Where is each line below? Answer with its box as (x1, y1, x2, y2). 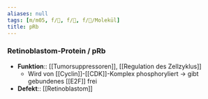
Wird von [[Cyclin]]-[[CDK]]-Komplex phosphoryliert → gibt (27, 69, 199, 77)
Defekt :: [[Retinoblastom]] (17, 84, 93, 93)
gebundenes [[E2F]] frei (27, 77, 98, 85)
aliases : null (7, 10, 49, 17)
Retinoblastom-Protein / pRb (7, 46, 106, 56)
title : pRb (7, 23, 39, 30)
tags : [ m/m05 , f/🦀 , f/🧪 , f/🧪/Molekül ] (7, 17, 120, 24)
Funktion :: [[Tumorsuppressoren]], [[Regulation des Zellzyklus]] (17, 62, 202, 70)
